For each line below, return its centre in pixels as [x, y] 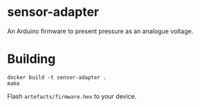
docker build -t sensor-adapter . [57, 77]
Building [31, 59]
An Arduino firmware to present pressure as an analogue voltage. [100, 31]
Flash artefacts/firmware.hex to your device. [72, 96]
